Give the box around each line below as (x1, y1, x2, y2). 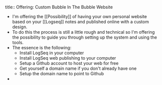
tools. (12, 40, 23, 45)
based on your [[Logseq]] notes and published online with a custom (12, 19, 149, 24)
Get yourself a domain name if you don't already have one (19, 65, 137, 71)
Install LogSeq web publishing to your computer (19, 55, 116, 61)
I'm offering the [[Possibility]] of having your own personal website (12, 14, 147, 19)
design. (12, 24, 28, 30)
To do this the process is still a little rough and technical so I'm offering (12, 29, 155, 35)
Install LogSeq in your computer (19, 50, 84, 56)
